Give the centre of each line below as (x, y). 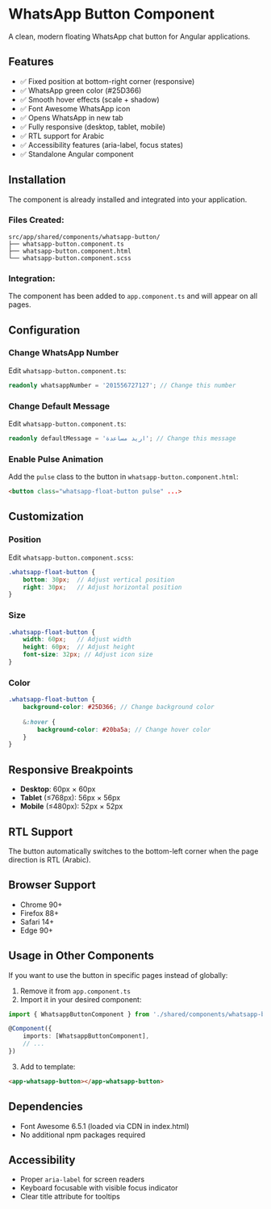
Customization (46, 516)
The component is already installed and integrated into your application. (128, 199)
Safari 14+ (37, 921)
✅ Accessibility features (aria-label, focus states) (102, 145)
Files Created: (36, 220)
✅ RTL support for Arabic (62, 136)
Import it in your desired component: (81, 999)
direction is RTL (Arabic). (50, 859)
